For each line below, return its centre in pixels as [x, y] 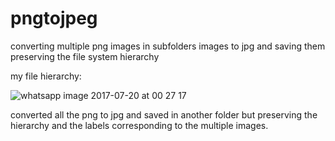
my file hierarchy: [46, 76]
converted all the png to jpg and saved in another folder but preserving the [164, 114]
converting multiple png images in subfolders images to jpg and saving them [168, 46]
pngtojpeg [54, 18]
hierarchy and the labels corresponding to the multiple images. [139, 125]
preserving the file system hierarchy [85, 56]
